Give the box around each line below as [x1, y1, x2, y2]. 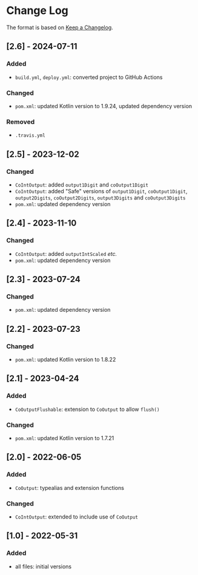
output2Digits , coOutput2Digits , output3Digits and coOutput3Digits [15, 194, 186, 201]
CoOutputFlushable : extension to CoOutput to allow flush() [15, 405, 160, 413]
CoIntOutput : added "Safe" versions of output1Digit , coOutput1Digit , [15, 187, 188, 195]
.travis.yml [15, 133, 45, 139]
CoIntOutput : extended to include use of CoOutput [15, 513, 138, 520]
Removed [6, 117, 35, 126]
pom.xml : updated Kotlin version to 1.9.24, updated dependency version [15, 102, 193, 109]
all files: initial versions [15, 563, 71, 570]
